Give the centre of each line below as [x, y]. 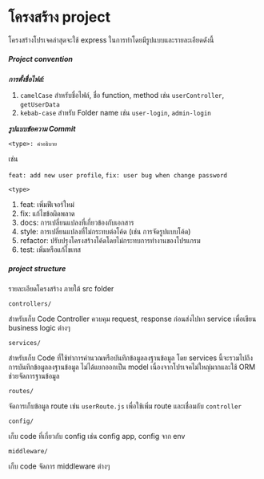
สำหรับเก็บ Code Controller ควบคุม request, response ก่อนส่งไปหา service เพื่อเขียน [132, 319]
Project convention [41, 59]
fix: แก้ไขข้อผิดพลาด [47, 213]
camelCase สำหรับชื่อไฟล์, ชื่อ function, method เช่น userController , [122, 95]
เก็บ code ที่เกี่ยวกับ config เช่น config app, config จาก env [97, 436]
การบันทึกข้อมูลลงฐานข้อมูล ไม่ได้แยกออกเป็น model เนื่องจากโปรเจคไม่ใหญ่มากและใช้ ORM [132, 367]
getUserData [40, 104]
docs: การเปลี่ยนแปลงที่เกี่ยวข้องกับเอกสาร [77, 222]
